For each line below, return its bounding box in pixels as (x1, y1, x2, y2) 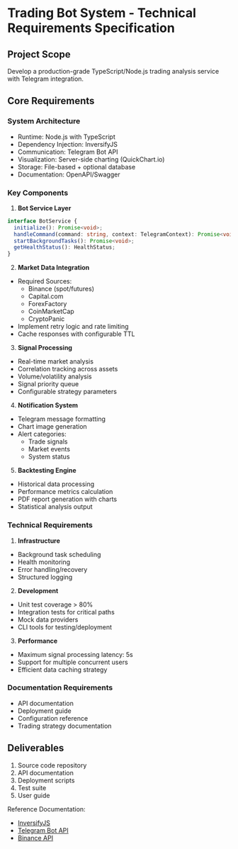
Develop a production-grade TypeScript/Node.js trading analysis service (7, 67, 220, 75)
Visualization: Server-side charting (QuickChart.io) (17, 154, 165, 164)
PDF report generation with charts (17, 495, 118, 504)
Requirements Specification (7, 20, 175, 36)
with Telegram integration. (7, 74, 84, 83)
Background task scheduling (17, 550, 101, 558)
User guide (17, 791, 50, 799)
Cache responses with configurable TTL (17, 330, 135, 338)
